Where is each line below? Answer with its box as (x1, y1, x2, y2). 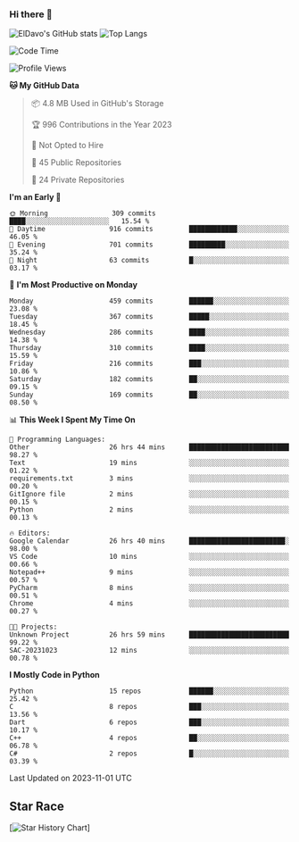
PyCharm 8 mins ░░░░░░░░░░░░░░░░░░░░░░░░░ (9, 584, 290, 593)
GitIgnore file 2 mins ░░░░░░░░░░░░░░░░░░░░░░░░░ (9, 490, 290, 499)
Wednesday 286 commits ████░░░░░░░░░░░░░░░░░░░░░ (9, 328, 290, 338)
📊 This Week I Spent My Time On (9, 414, 136, 425)
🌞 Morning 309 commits (9, 209, 156, 218)
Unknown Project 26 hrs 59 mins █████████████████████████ (9, 630, 290, 639)
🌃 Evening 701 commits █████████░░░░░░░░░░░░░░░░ (9, 240, 290, 249)
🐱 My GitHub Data (9, 80, 80, 91)
